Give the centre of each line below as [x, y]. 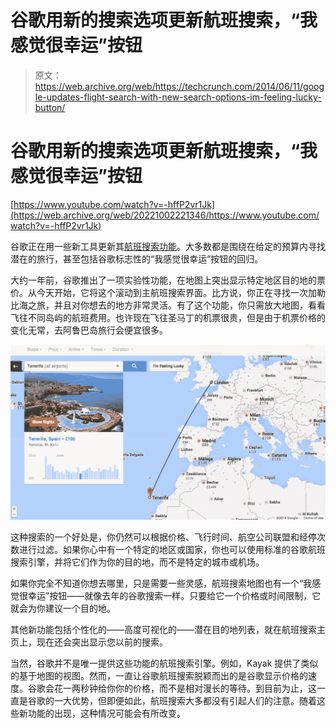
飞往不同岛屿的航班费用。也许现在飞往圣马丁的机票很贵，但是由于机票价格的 [168, 317]
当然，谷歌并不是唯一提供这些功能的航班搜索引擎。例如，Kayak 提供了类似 [164, 663]
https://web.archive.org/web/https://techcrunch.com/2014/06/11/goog [179, 86]
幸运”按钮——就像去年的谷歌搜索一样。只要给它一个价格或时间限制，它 [174, 595]
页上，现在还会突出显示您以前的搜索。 [89, 642]
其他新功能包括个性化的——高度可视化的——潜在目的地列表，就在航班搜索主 [168, 629]
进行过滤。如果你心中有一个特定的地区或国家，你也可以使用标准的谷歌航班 [172, 549]
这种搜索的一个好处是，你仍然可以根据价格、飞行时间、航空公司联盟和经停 [163, 537]
